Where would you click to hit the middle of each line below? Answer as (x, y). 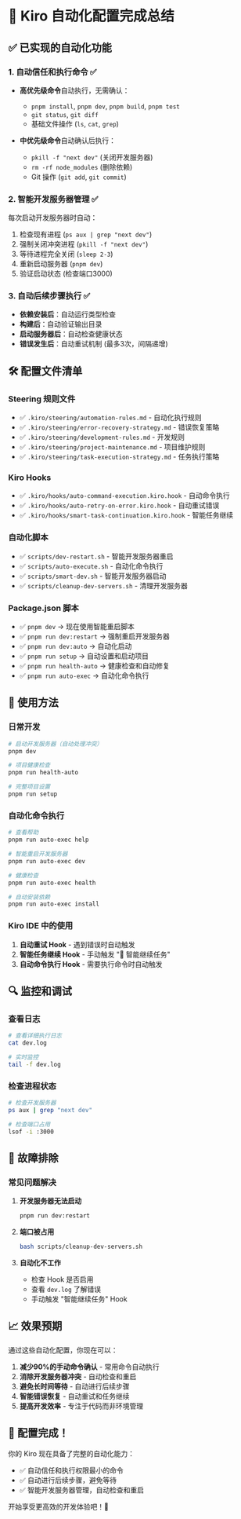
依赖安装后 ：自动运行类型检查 (67, 314)
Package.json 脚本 (44, 608)
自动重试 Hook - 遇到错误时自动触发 (77, 944)
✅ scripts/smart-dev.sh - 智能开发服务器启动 (93, 576)
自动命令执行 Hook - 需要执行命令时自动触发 (91, 964)
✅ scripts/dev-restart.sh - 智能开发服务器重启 (96, 556)
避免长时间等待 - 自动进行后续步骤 (75, 1386)
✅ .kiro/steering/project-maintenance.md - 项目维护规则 (112, 447)
